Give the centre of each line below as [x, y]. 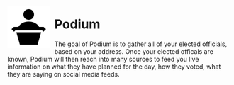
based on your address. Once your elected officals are [134, 51]
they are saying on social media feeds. [63, 74]
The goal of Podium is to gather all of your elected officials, [141, 44]
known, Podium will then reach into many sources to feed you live [103, 59]
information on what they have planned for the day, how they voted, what [114, 67]
